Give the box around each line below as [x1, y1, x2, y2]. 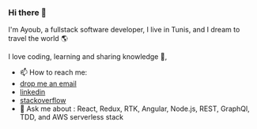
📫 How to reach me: [19, 68, 88, 77]
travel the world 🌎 [8, 34, 69, 43]
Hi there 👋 [8, 7, 47, 18]
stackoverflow [19, 96, 66, 105]
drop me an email [19, 79, 77, 89]
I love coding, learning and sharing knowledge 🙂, [8, 52, 168, 61]
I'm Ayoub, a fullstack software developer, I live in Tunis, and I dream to [8, 25, 240, 35]
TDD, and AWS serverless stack [19, 112, 124, 122]
